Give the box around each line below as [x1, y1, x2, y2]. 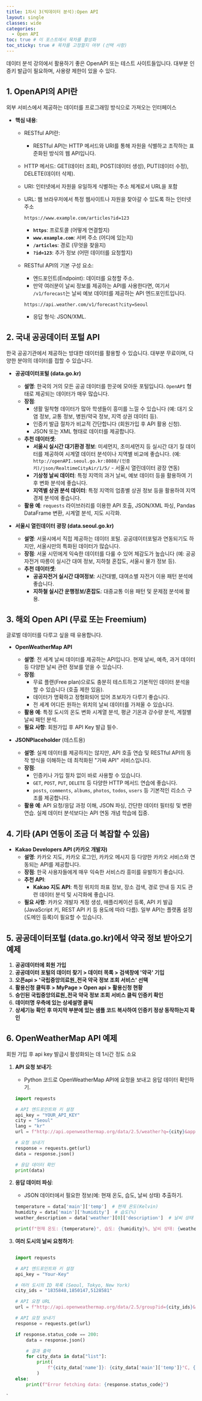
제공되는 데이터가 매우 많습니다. [35, 390, 109, 397]
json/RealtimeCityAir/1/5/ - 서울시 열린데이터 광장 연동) [42, 464, 180, 471]
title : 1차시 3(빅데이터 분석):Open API [6, 8, 99, 15]
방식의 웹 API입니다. [49, 149, 96, 157]
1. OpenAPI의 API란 [6, 87, 78, 97]
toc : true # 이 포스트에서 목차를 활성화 [6, 37, 96, 43]
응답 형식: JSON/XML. [32, 312, 87, 320]
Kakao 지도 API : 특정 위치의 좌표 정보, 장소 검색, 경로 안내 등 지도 [32, 883, 187, 891]
